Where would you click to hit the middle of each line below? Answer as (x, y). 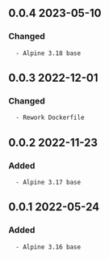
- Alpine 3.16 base (48, 247)
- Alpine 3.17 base (48, 183)
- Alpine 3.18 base (48, 53)
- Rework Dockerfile (50, 118)
